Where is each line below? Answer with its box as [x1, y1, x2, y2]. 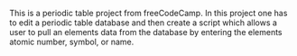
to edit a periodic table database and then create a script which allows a [9, 17, 278, 28]
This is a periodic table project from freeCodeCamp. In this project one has [9, 8, 288, 18]
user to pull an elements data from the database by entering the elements [9, 27, 283, 37]
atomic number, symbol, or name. [9, 36, 135, 47]
